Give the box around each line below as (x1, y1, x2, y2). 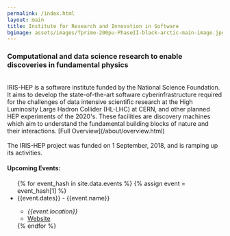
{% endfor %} (16, 222, 57, 230)
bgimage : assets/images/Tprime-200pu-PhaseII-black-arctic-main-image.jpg (7, 29, 225, 36)
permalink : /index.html (7, 10, 75, 17)
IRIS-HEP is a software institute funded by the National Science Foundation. (7, 83, 220, 91)
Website (27, 214, 51, 222)
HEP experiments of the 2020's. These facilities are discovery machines (7, 112, 211, 120)
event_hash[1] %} (16, 186, 67, 195)
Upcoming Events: (7, 164, 61, 172)
